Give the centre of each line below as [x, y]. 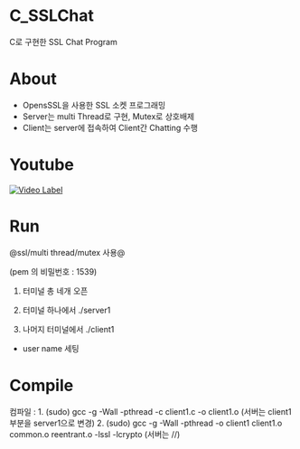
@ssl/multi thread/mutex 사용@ [67, 252]
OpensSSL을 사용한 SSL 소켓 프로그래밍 [94, 105]
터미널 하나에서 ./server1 [66, 310]
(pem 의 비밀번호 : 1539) [53, 271]
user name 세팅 [51, 348]
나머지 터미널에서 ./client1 [68, 329]
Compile [42, 385]
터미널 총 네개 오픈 [55, 291]
